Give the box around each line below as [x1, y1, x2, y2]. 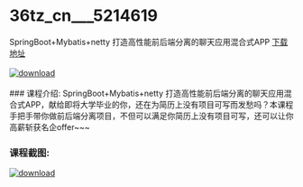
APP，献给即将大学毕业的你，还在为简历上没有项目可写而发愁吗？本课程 [24, 98, 294, 109]
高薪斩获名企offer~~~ [9, 121, 90, 132]
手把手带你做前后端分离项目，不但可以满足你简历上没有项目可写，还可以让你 [9, 110, 294, 121]
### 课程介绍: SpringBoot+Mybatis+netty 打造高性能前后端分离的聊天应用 [9, 88, 284, 98]
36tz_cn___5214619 [9, 5, 159, 26]
